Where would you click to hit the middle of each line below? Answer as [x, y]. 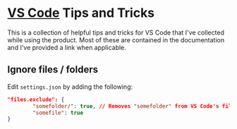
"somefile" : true [58, 113]
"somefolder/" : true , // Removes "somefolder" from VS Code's [126, 106]
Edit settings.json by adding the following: [70, 87]
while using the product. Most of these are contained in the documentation [116, 39]
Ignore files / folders [53, 69]
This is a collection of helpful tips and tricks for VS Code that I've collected [116, 32]
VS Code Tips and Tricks [81, 13]
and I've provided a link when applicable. [67, 47]
